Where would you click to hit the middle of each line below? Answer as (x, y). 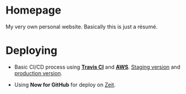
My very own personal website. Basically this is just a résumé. (82, 27)
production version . (38, 73)
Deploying (32, 51)
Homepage (33, 10)
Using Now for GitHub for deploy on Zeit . (65, 85)
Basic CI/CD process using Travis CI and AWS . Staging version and (97, 67)
